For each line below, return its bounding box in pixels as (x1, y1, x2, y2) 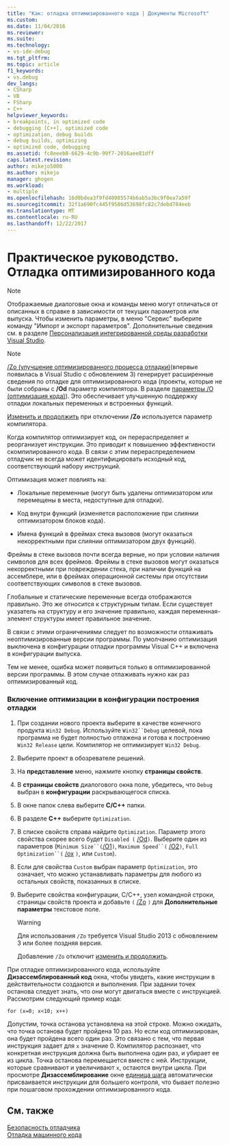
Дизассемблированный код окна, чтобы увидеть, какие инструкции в (7, 972, 215, 981)
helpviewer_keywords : (7, 112, 69, 118)
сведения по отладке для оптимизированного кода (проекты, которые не (7, 377, 222, 386)
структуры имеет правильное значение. (33, 614, 152, 623)
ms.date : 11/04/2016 (7, 23, 66, 29)
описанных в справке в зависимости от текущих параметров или (7, 307, 200, 316)
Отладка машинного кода (7, 1131, 82, 1139)
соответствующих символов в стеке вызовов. (7, 579, 142, 588)
